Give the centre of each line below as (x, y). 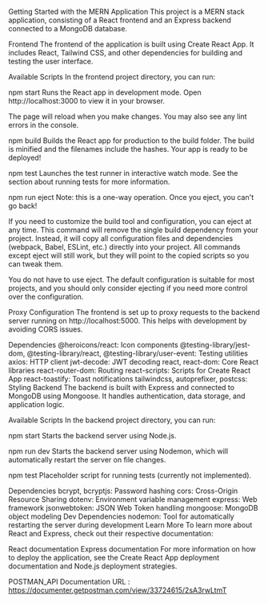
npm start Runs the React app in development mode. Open (105, 92)
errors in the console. (44, 125)
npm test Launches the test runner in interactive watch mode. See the (123, 173)
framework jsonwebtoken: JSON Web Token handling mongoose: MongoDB (133, 508)
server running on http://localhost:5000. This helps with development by (128, 321)
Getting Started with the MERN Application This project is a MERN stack (127, 12)
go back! (23, 206)
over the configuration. (46, 297)
